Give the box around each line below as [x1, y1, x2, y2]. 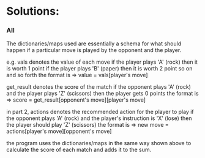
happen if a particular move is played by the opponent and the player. [6, 47, 182, 54]
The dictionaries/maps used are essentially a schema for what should [6, 40, 182, 47]
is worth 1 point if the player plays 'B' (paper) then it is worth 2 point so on [6, 65, 193, 72]
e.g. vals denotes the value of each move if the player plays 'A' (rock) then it [6, 58, 198, 66]
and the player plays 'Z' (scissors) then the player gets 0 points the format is [6, 90, 199, 97]
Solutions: [6, 4, 60, 18]
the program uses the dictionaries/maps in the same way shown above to [6, 140, 192, 147]
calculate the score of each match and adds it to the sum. [6, 146, 152, 154]
